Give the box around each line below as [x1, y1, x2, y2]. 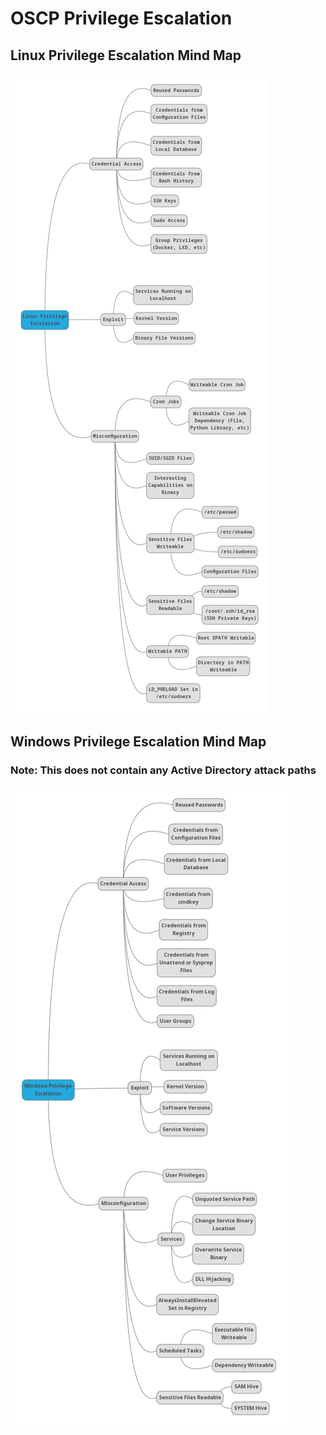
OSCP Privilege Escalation [10, 7, 233, 30]
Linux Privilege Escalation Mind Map [10, 47, 242, 64]
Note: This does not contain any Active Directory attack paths [10, 763, 317, 777]
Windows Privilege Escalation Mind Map [10, 733, 267, 751]
